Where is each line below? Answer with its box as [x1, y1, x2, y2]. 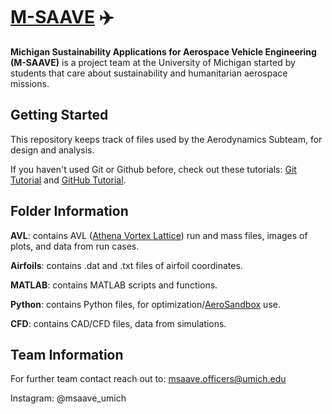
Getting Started [10, 107, 109, 124]
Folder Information [10, 203, 129, 220]
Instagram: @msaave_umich [10, 392, 127, 404]
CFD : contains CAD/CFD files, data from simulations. [10, 317, 227, 329]
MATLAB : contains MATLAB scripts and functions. [10, 279, 218, 291]
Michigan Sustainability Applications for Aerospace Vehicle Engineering [10, 45, 317, 58]
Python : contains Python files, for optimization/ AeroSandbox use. [10, 298, 281, 310]
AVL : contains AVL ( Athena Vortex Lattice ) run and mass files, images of [10, 229, 308, 241]
